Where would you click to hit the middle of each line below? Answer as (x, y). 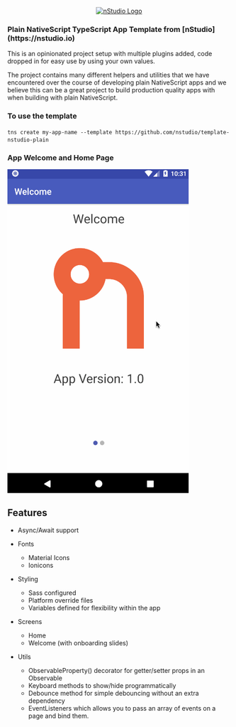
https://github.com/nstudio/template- (173, 132)
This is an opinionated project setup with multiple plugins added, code (110, 54)
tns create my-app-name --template (60, 132)
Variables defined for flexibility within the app (94, 608)
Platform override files (61, 600)
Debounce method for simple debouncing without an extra (114, 693)
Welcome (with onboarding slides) (78, 642)
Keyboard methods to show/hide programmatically (102, 685)
